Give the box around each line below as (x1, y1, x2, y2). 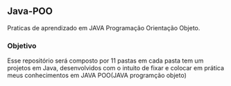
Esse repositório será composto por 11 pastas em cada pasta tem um (7, 56, 204, 65)
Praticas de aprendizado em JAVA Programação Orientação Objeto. (7, 23, 200, 32)
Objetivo (7, 41, 37, 50)
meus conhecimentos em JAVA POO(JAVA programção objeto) (7, 72, 187, 80)
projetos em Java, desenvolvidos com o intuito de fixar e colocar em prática (7, 64, 224, 72)
